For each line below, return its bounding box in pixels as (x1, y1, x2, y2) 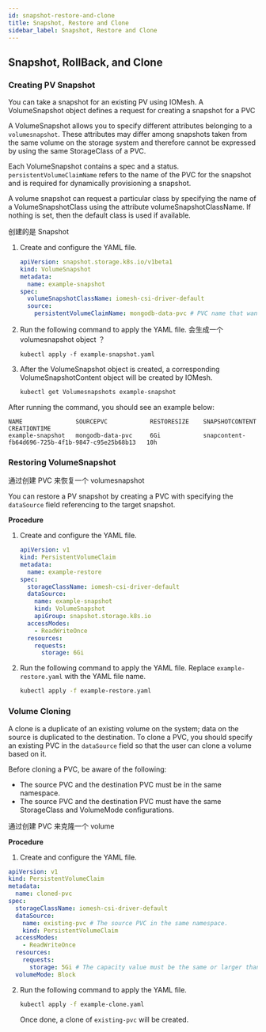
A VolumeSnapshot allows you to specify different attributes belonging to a (8, 121, 253, 131)
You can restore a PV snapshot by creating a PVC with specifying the (8, 491, 234, 501)
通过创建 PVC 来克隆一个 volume (8, 821, 115, 831)
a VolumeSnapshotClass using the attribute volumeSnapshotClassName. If (8, 203, 252, 212)
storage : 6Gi (40, 649, 85, 657)
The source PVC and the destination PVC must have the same (19, 796, 222, 806)
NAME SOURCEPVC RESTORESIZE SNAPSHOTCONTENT (8, 417, 257, 426)
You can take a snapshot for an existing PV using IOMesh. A (8, 97, 204, 107)
